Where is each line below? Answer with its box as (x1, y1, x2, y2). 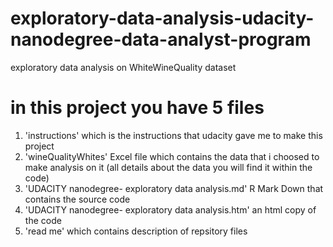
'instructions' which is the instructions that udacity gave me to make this (24, 129, 323, 141)
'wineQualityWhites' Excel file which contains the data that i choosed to (24, 150, 320, 162)
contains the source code (24, 193, 131, 205)
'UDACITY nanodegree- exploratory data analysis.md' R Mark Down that (24, 182, 324, 194)
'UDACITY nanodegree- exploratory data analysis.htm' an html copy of (24, 203, 317, 216)
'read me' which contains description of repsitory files (24, 225, 248, 237)
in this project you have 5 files (10, 97, 265, 119)
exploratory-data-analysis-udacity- (10, 7, 315, 30)
